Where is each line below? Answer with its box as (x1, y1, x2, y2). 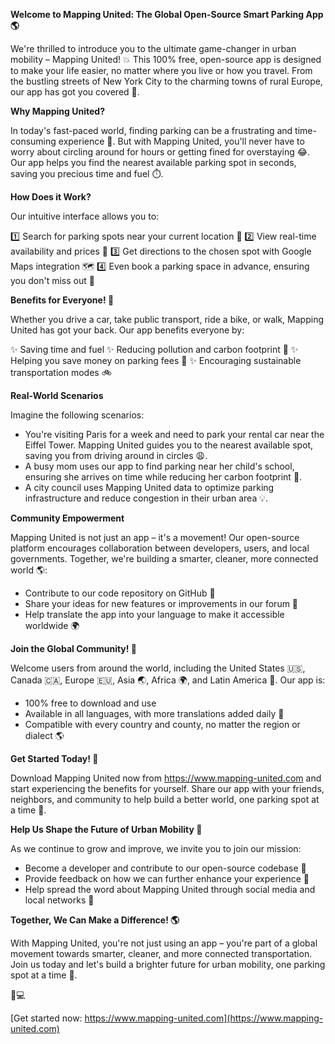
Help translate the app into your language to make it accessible (24, 609, 285, 620)
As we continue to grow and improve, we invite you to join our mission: (10, 843, 302, 854)
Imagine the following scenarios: (10, 409, 145, 421)
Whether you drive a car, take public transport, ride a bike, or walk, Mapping (10, 314, 324, 325)
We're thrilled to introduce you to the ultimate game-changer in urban (10, 43, 297, 54)
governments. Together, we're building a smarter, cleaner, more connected (10, 553, 319, 564)
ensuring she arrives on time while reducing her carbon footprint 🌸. (24, 471, 303, 483)
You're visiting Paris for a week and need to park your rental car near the (24, 429, 325, 440)
